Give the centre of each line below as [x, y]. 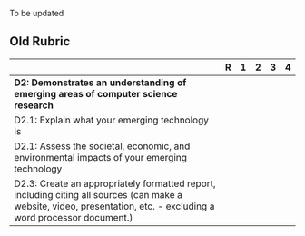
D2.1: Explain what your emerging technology [111, 120]
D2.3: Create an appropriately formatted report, [115, 183]
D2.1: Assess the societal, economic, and [102, 146]
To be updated [37, 13]
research [34, 105]
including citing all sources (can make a [98, 194]
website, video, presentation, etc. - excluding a [114, 206]
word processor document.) [74, 217]
